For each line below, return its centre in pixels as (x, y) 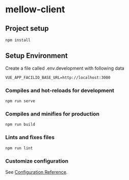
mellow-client (35, 9)
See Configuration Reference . (36, 172)
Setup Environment (36, 56)
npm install (18, 40)
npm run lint (19, 148)
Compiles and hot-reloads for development (60, 90)
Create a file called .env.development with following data (65, 68)
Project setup (27, 28)
